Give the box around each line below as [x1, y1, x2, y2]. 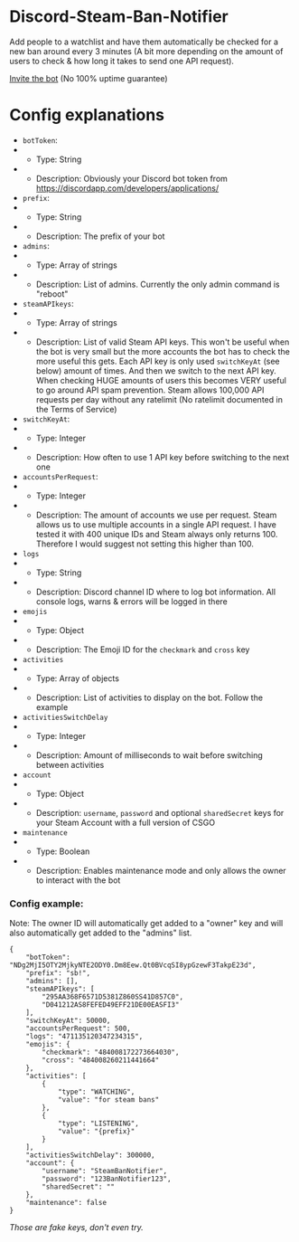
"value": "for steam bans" [57, 1095, 160, 1105]
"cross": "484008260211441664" [42, 1056, 160, 1065]
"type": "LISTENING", [57, 1119, 140, 1128]
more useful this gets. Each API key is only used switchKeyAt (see [35, 356, 280, 366]
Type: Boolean [35, 846, 90, 857]
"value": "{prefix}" [57, 1127, 135, 1136]
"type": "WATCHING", [57, 1087, 135, 1096]
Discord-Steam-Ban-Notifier [9, 6, 229, 27]
